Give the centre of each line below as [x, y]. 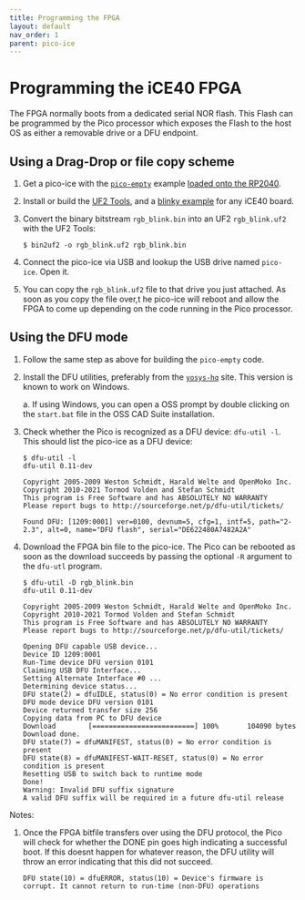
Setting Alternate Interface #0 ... [92, 678]
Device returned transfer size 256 [90, 710]
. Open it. [52, 271]
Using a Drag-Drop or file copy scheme [122, 162]
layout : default [40, 26]
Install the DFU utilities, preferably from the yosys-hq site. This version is [158, 377]
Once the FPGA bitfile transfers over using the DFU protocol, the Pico [152, 832]
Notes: [22, 814]
